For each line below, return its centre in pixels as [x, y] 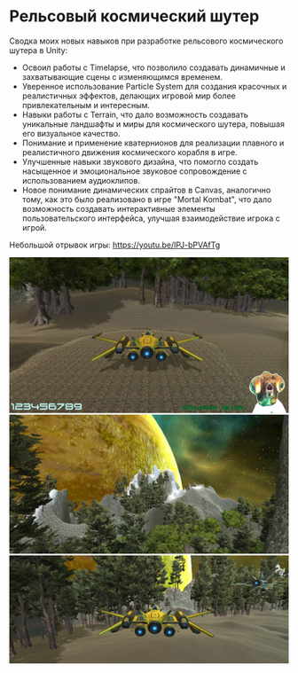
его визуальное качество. [71, 133]
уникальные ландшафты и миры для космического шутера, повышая [153, 124]
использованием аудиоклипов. [81, 180]
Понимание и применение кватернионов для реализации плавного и [153, 143]
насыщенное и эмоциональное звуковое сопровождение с [134, 171]
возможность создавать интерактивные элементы [118, 208]
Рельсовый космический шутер [134, 16]
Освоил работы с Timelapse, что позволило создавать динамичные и [153, 67]
